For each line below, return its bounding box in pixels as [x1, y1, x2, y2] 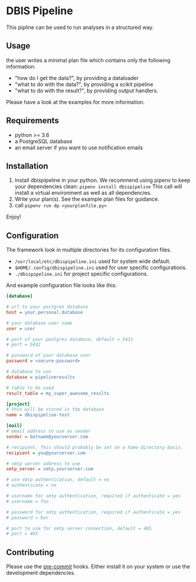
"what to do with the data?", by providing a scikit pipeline [14, 81, 153, 88]
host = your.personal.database [6, 309, 83, 315]
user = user [6, 326, 35, 332]
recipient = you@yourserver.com [6, 450, 86, 456]
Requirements [6, 115, 59, 126]
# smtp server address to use [6, 461, 81, 467]
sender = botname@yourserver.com [6, 433, 89, 439]
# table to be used [6, 385, 54, 391]
